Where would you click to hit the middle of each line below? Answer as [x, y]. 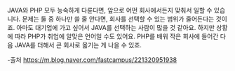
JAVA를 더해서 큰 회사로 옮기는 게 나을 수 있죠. [78, 45]
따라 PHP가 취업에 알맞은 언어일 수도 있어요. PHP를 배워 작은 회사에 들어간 [116, 36]
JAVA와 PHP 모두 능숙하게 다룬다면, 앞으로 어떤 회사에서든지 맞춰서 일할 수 [110, 10]
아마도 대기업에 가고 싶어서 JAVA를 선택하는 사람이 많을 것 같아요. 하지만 [116, 27]
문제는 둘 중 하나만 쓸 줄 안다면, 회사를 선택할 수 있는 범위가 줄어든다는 [118, 19]
